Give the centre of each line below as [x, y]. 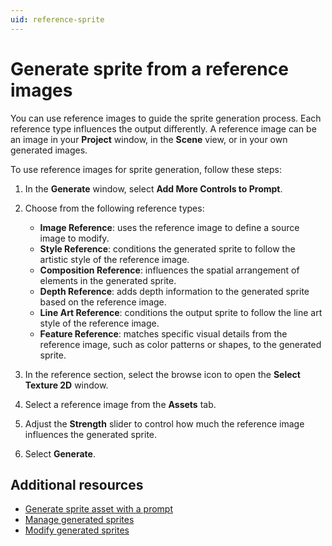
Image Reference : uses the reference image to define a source [169, 227]
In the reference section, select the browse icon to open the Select [162, 374]
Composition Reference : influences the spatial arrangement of [169, 270]
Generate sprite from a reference [149, 68]
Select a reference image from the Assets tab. [120, 404]
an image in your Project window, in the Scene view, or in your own [149, 139]
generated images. [49, 150]
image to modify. [74, 238]
